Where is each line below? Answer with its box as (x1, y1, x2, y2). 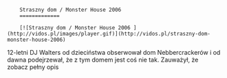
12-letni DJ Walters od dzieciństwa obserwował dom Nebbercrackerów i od (7, 49, 221, 56)
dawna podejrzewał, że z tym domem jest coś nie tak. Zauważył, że (7, 55, 199, 64)
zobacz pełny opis (7, 63, 59, 71)
